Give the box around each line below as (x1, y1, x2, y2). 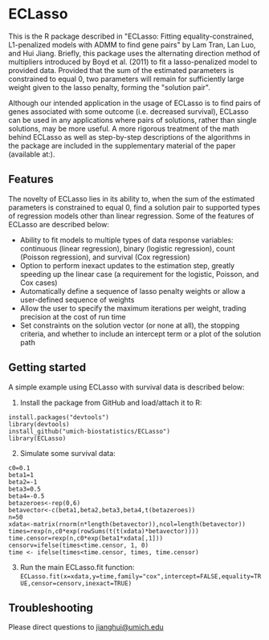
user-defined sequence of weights (19, 295, 135, 304)
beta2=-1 (8, 478, 38, 486)
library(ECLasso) (8, 434, 67, 442)
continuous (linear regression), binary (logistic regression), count (19, 243, 235, 253)
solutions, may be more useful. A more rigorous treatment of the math (8, 124, 239, 133)
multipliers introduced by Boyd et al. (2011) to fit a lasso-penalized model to (8, 57, 258, 67)
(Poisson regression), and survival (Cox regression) (19, 252, 190, 262)
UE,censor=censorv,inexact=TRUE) (19, 579, 132, 587)
